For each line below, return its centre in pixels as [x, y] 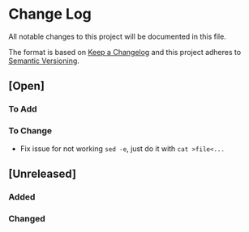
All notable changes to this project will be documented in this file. [118, 36]
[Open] [26, 86]
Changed [27, 218]
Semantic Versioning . [44, 61]
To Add [23, 109]
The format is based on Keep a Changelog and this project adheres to [125, 52]
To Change [30, 131]
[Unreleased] [43, 173]
